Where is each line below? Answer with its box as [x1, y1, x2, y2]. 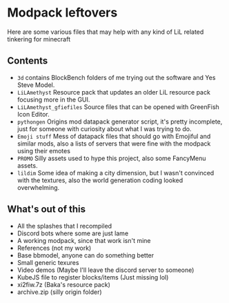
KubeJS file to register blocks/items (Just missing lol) [17, 273, 169, 281]
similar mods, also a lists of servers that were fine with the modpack [17, 139, 211, 148]
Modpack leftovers [7, 5, 118, 21]
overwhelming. [17, 183, 60, 191]
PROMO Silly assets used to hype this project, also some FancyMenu [17, 154, 206, 162]
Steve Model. [17, 81, 55, 89]
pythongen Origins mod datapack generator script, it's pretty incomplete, [17, 117, 223, 126]
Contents [7, 55, 48, 67]
